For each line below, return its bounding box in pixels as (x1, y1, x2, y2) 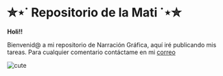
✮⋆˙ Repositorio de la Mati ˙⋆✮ (7, 5, 182, 21)
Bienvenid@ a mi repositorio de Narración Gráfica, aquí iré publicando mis (7, 40, 217, 49)
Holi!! (7, 27, 23, 36)
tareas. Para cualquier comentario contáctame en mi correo (7, 48, 176, 56)
